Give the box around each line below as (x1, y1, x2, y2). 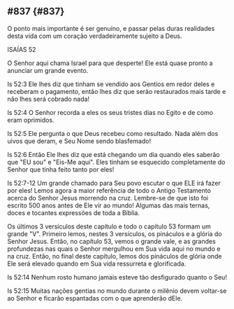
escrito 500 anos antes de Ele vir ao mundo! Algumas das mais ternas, (7, 201, 210, 210)
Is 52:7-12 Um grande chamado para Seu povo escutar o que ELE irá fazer (7, 179, 221, 187)
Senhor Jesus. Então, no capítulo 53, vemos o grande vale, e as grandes (7, 237, 217, 245)
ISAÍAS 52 (7, 45, 36, 53)
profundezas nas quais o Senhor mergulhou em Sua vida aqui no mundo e (7, 245, 221, 253)
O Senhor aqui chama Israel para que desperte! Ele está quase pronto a (7, 59, 213, 67)
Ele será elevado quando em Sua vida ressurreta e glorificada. (7, 259, 187, 268)
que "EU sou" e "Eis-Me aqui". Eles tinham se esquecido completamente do (7, 158, 226, 166)
